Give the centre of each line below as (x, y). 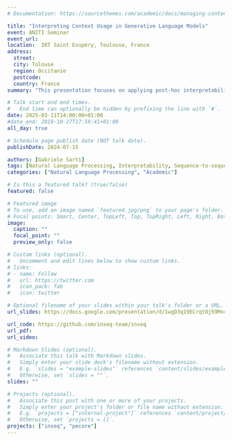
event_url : (23, 39)
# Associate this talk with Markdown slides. (77, 356)
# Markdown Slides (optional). (52, 350)
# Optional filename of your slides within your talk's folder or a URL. (116, 306)
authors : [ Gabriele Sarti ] (46, 159)
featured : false (30, 191)
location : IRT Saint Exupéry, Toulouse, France (78, 46)
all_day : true (28, 128)
